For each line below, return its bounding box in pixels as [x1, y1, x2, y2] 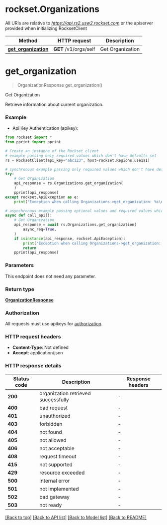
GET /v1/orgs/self [53, 45, 95, 52]
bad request [39, 404, 68, 411]
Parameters [5, 262, 34, 269]
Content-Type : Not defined [12, 344, 69, 350]
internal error [39, 477, 70, 484]
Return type [5, 285, 35, 292]
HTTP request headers [5, 333, 61, 340]
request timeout [39, 453, 77, 460]
